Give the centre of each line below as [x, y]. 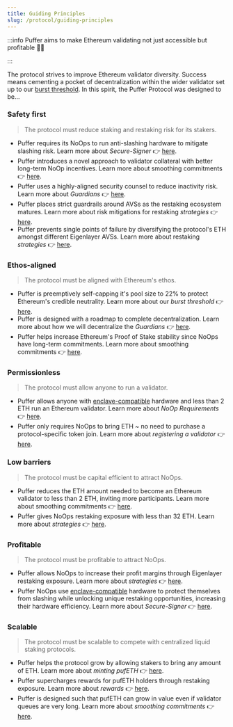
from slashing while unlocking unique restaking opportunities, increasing [121, 598]
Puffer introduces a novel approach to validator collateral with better [115, 161]
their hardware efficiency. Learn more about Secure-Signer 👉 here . [115, 606]
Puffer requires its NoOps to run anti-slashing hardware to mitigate [113, 143]
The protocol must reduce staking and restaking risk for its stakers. [120, 129]
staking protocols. [50, 649]
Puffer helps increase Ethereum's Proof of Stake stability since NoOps [118, 337]
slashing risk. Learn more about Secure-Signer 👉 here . [97, 151]
